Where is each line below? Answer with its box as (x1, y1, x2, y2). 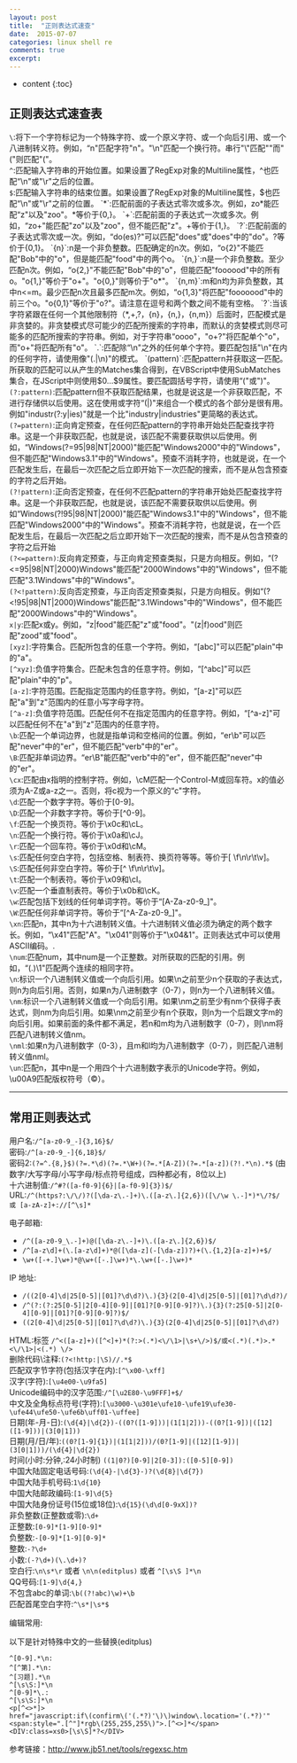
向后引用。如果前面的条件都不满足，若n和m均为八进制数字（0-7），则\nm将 (9, 1018, 284, 1028)
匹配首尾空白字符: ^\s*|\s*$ (9, 1598, 110, 1609)
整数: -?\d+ (9, 1543, 47, 1554)
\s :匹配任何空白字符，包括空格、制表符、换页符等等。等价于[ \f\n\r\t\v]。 (9, 852, 275, 862)
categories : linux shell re (9, 37, 113, 47)
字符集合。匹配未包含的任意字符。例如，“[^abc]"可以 (49, 663, 243, 674)
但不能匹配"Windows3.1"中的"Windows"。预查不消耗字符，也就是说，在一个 (9, 453, 286, 464)
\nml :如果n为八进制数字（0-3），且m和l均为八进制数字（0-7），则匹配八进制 (9, 1040, 284, 1050)
